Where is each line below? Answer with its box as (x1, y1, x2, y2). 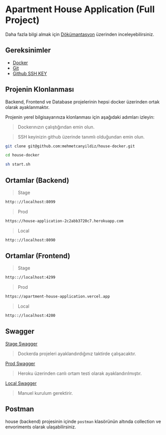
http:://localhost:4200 (5, 313, 56, 318)
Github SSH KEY (12, 70, 47, 76)
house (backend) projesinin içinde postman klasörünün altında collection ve (5, 418, 161, 424)
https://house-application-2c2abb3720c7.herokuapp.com (5, 218, 124, 224)
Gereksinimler (5, 46, 51, 55)
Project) (5, 14, 40, 26)
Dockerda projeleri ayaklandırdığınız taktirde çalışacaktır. (17, 350, 136, 357)
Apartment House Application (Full (5, 4, 155, 15)
